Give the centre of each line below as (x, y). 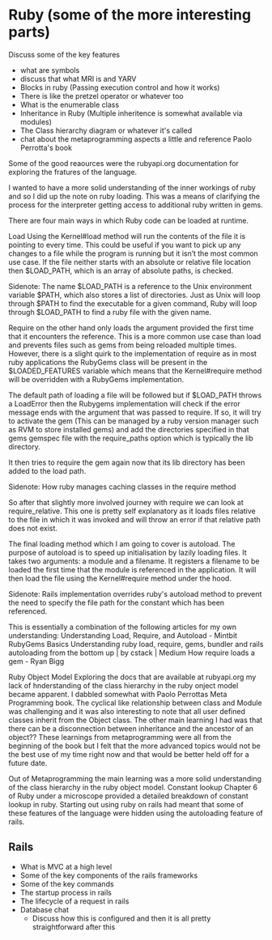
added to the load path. (47, 470)
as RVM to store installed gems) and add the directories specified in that (129, 429)
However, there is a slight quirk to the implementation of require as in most (133, 353)
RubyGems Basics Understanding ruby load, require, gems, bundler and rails (136, 644)
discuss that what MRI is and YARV (78, 79)
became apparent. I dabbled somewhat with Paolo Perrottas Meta (118, 694)
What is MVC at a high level (66, 866)
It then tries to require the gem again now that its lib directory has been (127, 462)
